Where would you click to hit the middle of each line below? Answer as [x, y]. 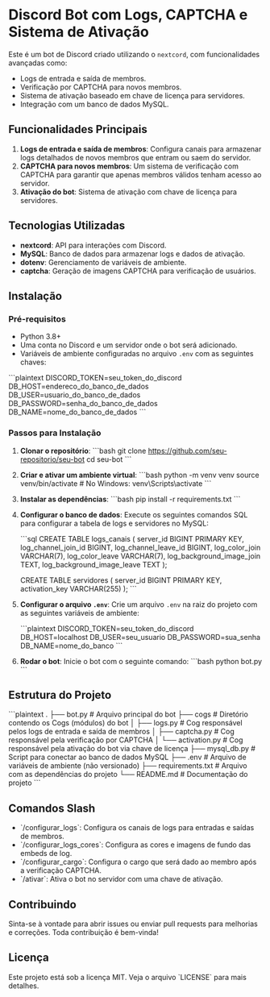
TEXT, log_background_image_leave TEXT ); [93, 564]
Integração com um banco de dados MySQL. [94, 104]
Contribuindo [42, 904]
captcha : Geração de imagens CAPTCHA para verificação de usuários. [138, 271]
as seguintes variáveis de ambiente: [79, 613]
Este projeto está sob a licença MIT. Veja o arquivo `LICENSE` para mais [128, 977]
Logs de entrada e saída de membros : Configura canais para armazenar [141, 149]
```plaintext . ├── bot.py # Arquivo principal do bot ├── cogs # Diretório [128, 714]
